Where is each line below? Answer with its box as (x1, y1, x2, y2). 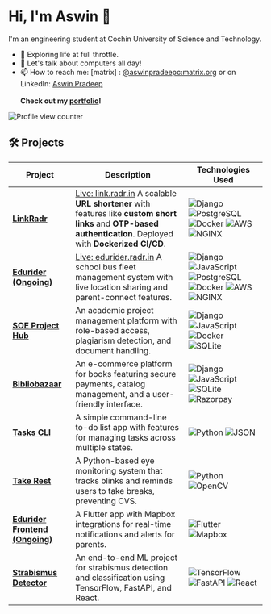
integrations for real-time (75, 518, 172, 529)
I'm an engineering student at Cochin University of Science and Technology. (8, 34, 262, 44)
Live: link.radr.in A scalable (75, 187, 177, 198)
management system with (75, 271, 173, 282)
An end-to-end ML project (75, 552, 178, 563)
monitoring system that (75, 465, 163, 476)
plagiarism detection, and (75, 335, 172, 346)
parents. (75, 538, 107, 549)
